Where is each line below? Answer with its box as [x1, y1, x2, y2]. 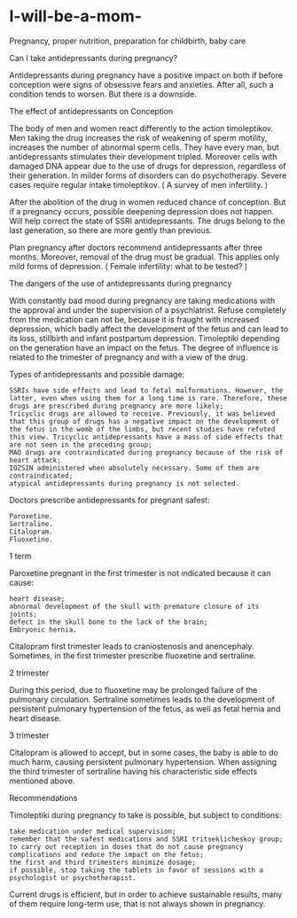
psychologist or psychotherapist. [9, 873, 137, 883]
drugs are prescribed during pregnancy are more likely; [9, 401, 224, 410]
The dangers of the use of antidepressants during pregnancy [9, 277, 232, 289]
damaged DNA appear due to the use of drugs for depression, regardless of [9, 160, 286, 171]
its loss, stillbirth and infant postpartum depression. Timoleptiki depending [9, 332, 281, 343]
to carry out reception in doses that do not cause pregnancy [9, 842, 244, 852]
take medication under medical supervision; [9, 827, 176, 836]
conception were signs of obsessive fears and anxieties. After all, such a [9, 79, 274, 89]
